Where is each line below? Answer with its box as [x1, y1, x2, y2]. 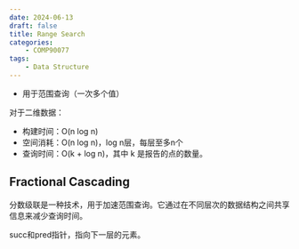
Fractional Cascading [9, 174, 131, 189]
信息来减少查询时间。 [9, 210, 87, 221]
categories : [9, 37, 53, 47]
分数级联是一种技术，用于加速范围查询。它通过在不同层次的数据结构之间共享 [9, 199, 290, 210]
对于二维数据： [9, 107, 64, 117]
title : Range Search [9, 29, 86, 38]
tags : [9, 54, 29, 63]
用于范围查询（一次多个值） [21, 88, 125, 99]
